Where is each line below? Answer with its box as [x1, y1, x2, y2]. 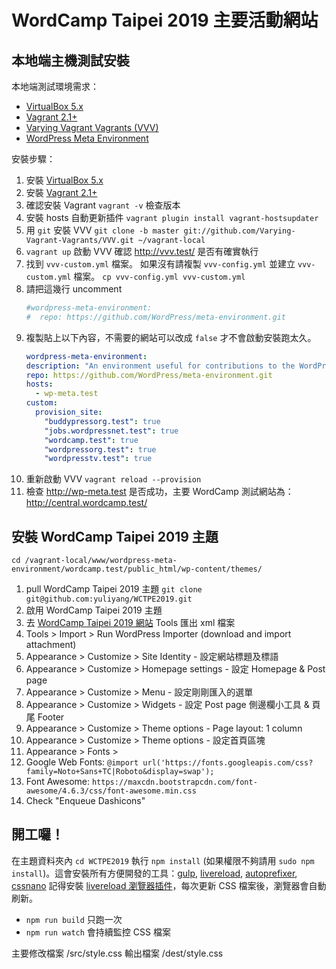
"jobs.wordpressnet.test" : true [44, 426, 179, 436]
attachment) [25, 639, 77, 651]
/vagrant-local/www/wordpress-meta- [24, 556, 178, 566]
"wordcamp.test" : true [44, 435, 139, 445]
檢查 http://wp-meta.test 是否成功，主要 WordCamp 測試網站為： [25, 486, 294, 498]
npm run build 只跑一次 [25, 913, 123, 925]
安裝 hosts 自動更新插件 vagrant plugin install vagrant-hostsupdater [25, 212, 319, 223]
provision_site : [35, 407, 103, 417]
